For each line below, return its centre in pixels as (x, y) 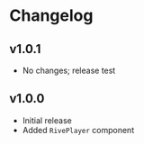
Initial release (47, 120)
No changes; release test (69, 70)
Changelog (51, 16)
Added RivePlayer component (78, 130)
